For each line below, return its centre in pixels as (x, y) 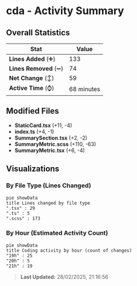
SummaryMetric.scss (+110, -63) (55, 144)
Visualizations (33, 169)
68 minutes (85, 89)
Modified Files (33, 111)
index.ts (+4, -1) (34, 131)
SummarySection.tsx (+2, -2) (51, 138)
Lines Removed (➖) (36, 69)
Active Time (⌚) (32, 88)
